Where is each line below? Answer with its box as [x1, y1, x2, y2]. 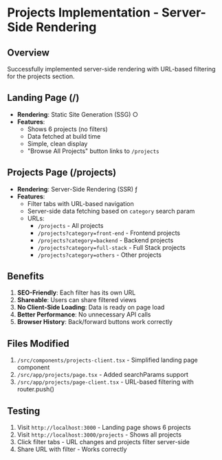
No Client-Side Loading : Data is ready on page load [16, 303, 165, 312]
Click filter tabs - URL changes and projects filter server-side [16, 438, 190, 446]
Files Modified [7, 338, 70, 349]
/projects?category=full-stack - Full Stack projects [37, 243, 186, 251]
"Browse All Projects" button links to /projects [27, 146, 159, 155]
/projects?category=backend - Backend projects [37, 235, 174, 244]
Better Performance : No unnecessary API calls [16, 310, 151, 319]
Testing [7, 405, 41, 417]
